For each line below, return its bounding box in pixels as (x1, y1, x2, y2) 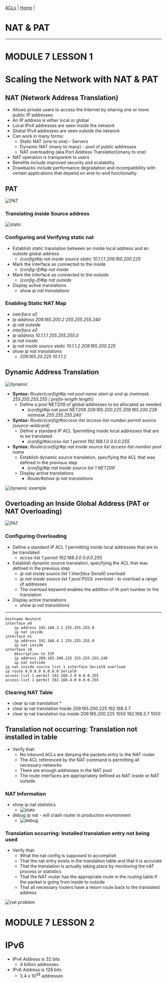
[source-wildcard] (12, 422, 50, 428)
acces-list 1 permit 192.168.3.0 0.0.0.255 (19, 555, 102, 561)
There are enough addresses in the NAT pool (19, 767, 112, 773)
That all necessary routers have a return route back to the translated (19, 885, 160, 890)
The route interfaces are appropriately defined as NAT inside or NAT (19, 773, 160, 779)
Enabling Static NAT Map (5, 300, 67, 307)
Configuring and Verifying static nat (5, 234, 94, 241)
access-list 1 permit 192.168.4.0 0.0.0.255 (5, 677, 99, 683)
